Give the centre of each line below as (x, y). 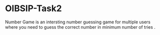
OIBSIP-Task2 (34, 9)
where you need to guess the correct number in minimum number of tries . (80, 27)
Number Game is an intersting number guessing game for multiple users (78, 22)
